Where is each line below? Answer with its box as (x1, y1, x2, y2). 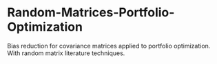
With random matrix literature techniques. (7, 49, 125, 57)
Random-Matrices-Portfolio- (7, 5, 175, 20)
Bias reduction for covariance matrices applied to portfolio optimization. (7, 42, 211, 50)
